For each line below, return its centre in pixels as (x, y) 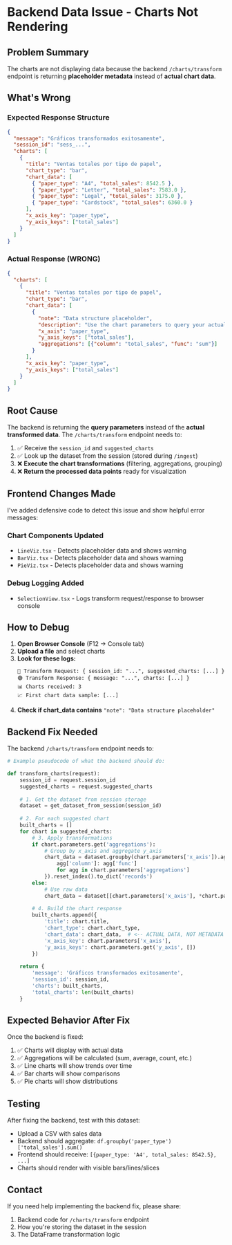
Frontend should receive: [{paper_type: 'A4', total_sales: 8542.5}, (117, 1154)
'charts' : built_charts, (68, 986)
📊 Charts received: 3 (49, 687)
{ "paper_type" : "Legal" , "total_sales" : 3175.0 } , (108, 196)
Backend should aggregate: (56, 1141)
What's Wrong (39, 98)
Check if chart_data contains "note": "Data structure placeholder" (116, 710)
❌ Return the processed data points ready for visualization (101, 472)
